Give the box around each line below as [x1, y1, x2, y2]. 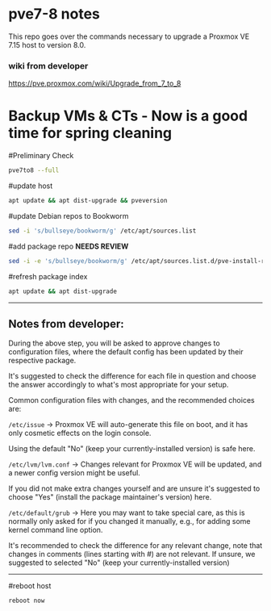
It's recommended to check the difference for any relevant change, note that [8, 541, 263, 550]
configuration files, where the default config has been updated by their [8, 347, 244, 357]
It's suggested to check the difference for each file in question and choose [8, 371, 256, 381]
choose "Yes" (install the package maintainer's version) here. [8, 492, 212, 502]
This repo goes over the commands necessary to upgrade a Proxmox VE [8, 31, 250, 41]
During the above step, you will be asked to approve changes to [8, 338, 220, 348]
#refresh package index [8, 271, 88, 281]
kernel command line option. [8, 525, 103, 535]
